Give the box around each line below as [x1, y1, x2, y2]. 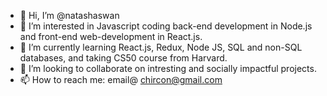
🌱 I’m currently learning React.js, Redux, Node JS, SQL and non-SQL [19, 41, 303, 53]
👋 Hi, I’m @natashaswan [19, 10, 120, 21]
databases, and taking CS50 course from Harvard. [19, 52, 228, 64]
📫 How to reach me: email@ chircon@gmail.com [19, 74, 223, 85]
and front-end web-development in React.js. [19, 31, 203, 42]
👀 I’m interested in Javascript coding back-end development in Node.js [19, 20, 313, 32]
